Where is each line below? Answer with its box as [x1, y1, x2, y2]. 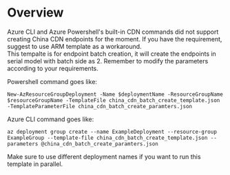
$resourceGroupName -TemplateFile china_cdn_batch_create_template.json [7, 96, 220, 104]
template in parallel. [7, 160, 63, 168]
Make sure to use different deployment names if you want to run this [7, 152, 201, 161]
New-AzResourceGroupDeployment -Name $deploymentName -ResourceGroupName [7, 91, 224, 98]
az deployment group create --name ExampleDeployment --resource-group [7, 128, 217, 135]
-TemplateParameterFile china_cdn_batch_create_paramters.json [7, 103, 193, 110]
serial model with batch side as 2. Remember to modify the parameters [7, 56, 209, 65]
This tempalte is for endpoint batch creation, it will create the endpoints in [7, 50, 217, 58]
